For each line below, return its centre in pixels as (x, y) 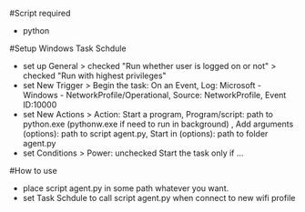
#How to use (33, 171)
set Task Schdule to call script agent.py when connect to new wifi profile (159, 198)
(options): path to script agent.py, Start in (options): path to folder (145, 134)
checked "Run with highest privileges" (94, 76)
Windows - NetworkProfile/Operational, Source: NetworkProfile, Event (154, 95)
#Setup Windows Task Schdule (68, 48)
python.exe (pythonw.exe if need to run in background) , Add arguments (158, 124)
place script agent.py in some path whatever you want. (126, 188)
